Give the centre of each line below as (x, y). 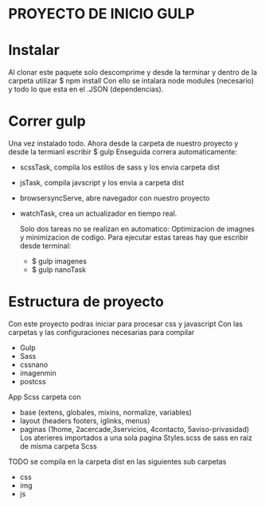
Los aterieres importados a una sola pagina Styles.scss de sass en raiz (136, 438)
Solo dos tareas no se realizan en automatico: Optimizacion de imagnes (137, 229)
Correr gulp (47, 121)
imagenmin (38, 373)
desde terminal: (45, 246)
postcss (33, 381)
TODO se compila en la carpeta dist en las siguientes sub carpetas (117, 461)
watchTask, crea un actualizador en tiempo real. (98, 214)
